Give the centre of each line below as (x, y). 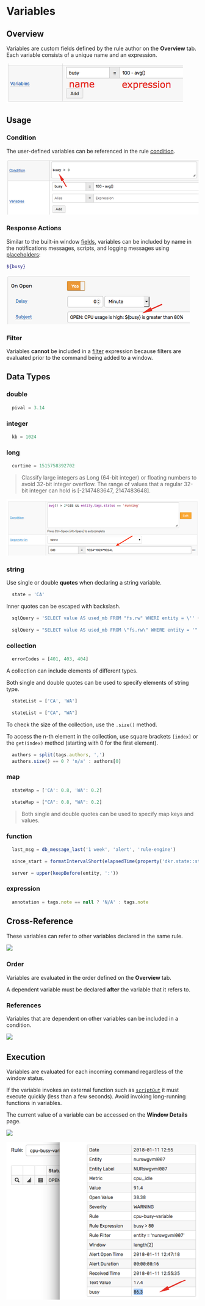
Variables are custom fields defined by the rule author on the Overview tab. (101, 48)
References (24, 1005)
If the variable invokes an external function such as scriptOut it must (93, 1090)
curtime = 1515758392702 (43, 466)
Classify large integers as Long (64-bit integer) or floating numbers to (109, 477)
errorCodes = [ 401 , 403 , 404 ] (50, 659)
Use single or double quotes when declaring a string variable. (84, 583)
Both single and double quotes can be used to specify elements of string (98, 683)
